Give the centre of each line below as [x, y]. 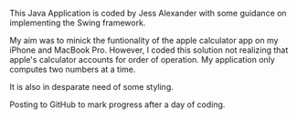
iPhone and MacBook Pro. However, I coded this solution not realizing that [149, 50]
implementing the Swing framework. [78, 23]
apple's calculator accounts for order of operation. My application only [143, 59]
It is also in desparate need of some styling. [91, 87]
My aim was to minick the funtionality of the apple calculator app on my [144, 40]
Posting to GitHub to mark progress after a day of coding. [117, 104]
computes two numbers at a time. [73, 69]
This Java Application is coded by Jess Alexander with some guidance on [148, 13]
